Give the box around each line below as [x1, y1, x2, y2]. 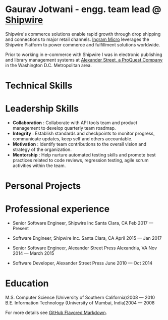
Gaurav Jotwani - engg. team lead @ [5, 4, 161, 15]
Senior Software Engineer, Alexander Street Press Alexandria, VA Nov [12, 245, 157, 251]
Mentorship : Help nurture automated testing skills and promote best [12, 152, 156, 158]
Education [5, 278, 49, 289]
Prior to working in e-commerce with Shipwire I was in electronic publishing [5, 51, 162, 58]
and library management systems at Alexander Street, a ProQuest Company [5, 57, 163, 63]
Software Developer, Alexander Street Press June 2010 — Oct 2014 [12, 260, 153, 266]
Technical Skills [5, 80, 73, 91]
